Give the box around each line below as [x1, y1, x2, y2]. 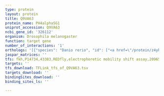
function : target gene [5, 39, 51, 44]
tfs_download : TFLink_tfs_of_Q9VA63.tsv [5, 66, 89, 71]
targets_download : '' [5, 70, 49, 75]
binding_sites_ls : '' [5, 79, 49, 84]
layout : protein [5, 12, 38, 16]
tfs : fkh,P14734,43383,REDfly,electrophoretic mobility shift [5, 57, 134, 62]
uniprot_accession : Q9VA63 [5, 25, 60, 30]
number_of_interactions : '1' [5, 43, 64, 48]
